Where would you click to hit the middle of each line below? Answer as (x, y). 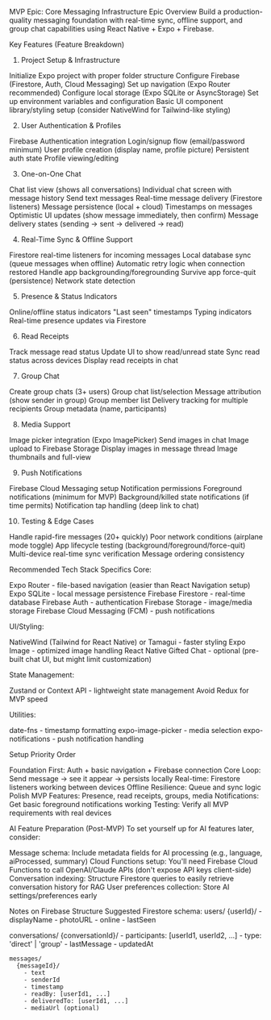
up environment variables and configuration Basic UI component (117, 101)
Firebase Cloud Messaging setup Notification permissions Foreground (126, 488)
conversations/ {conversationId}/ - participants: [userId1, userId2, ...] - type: (135, 935)
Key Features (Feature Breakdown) (67, 44)
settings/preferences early (53, 895)
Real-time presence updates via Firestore (78, 321)
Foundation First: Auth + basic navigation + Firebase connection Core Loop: (135, 770)
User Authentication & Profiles (71, 125)
